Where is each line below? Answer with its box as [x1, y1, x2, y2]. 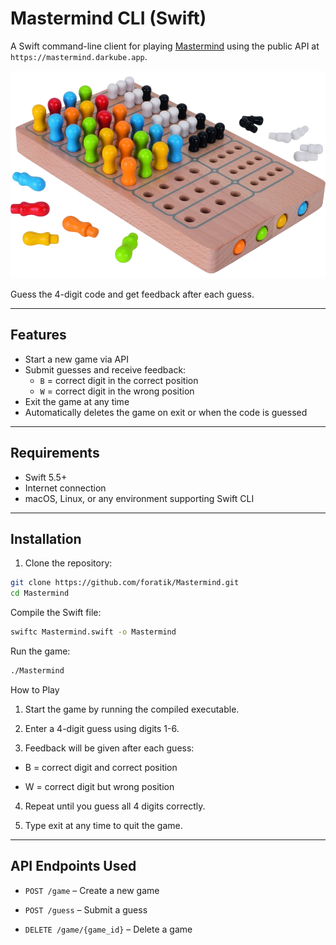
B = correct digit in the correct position [39, 374, 199, 386]
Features [10, 327, 67, 344]
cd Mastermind [10, 588, 70, 599]
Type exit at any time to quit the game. [24, 819, 183, 831]
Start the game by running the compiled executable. [24, 703, 240, 715]
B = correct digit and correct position [24, 761, 178, 773]
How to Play [10, 683, 60, 696]
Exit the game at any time [24, 395, 130, 407]
